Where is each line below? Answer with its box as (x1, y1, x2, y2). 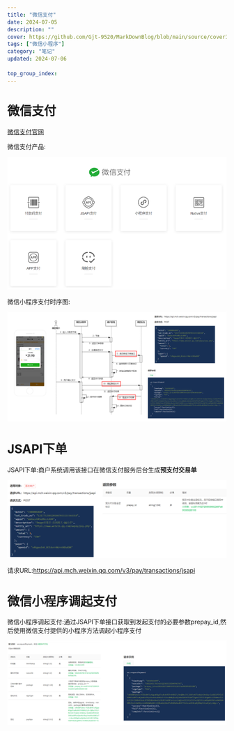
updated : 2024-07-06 (7, 56, 68, 63)
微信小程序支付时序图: (7, 298, 71, 306)
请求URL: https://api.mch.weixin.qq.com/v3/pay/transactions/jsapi (7, 567, 196, 575)
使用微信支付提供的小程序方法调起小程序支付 (13, 626, 141, 635)
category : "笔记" (7, 48, 56, 55)
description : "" (7, 26, 54, 33)
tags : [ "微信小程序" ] (7, 40, 65, 48)
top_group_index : (7, 70, 58, 77)
